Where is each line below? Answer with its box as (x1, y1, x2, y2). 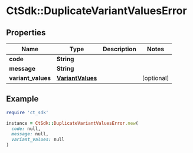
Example (6, 94, 39, 104)
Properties (6, 28, 46, 38)
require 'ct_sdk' (6, 109, 49, 115)
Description (102, 45, 137, 53)
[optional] (142, 74, 169, 82)
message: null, (11, 131, 49, 137)
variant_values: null (11, 137, 65, 142)
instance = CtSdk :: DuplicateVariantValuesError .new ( (6, 120, 139, 126)
